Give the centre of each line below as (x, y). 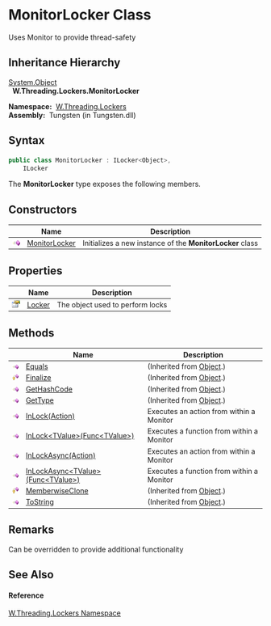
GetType (40, 400)
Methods (31, 333)
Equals (37, 366)
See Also (31, 575)
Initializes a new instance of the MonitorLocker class (170, 243)
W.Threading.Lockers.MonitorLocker (75, 91)
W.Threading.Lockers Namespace (65, 613)
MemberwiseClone (57, 491)
